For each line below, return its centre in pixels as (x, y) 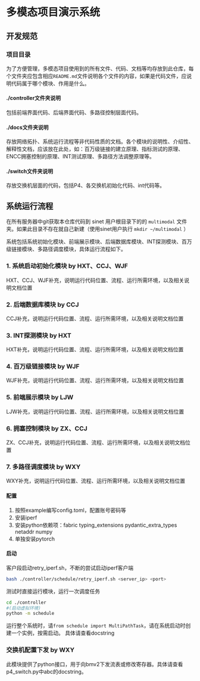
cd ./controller (26, 602)
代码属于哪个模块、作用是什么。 (50, 83)
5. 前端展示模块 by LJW (40, 398)
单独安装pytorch (35, 539)
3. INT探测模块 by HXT (39, 335)
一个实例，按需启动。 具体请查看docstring (63, 633)
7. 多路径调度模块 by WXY (43, 467)
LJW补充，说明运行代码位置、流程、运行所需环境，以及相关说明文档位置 (95, 411)
